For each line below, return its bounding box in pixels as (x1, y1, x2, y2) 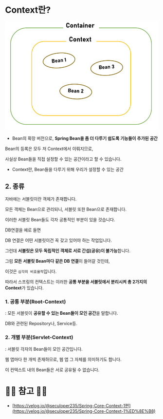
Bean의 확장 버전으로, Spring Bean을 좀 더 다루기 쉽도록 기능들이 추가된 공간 (12, 135, 158, 141)
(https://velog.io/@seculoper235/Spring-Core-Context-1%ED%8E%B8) (12, 408, 156, 414)
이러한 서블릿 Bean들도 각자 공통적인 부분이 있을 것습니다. (5, 217, 115, 222)
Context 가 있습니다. (5, 285, 44, 290)
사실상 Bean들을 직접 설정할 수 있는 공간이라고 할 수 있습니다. (5, 156, 122, 162)
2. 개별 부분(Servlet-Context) (5, 334, 73, 341)
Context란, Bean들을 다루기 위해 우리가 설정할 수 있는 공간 (12, 167, 124, 172)
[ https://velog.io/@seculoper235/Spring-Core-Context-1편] (12, 402, 131, 408)
